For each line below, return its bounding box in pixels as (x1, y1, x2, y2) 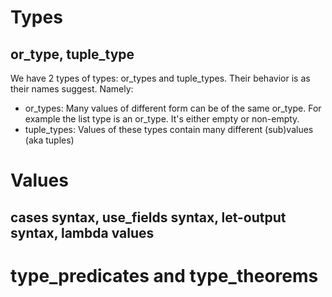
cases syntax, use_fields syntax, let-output (10, 209, 287, 226)
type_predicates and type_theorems (10, 264, 319, 287)
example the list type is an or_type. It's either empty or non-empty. (24, 113, 300, 125)
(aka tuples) (24, 134, 75, 146)
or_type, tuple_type (10, 46, 135, 63)
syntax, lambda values (10, 224, 155, 241)
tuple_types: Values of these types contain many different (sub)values (24, 124, 314, 135)
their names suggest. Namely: (10, 83, 134, 95)
